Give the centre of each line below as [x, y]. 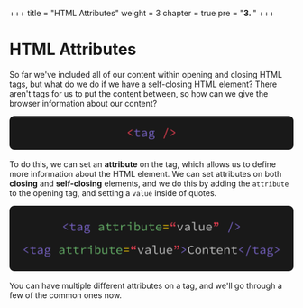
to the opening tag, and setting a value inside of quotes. [113, 192]
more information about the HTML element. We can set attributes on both [146, 173]
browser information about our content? [83, 103]
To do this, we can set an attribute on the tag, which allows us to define [143, 164]
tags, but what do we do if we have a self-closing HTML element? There [143, 84]
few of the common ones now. [66, 295]
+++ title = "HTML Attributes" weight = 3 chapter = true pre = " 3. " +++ [142, 13]
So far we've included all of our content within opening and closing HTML [146, 74]
